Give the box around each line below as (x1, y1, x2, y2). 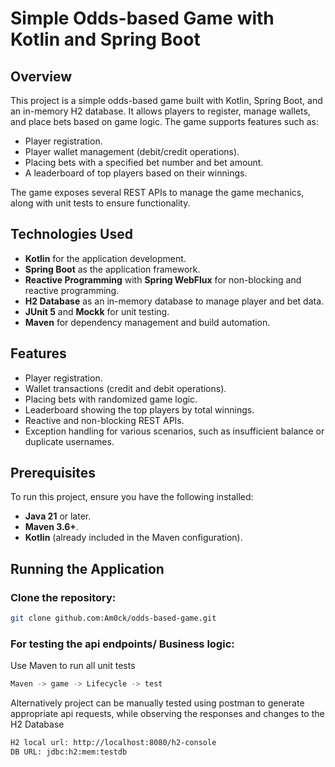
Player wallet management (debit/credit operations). (24, 146, 240, 157)
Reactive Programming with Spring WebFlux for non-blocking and (24, 273, 302, 286)
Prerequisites (10, 465, 96, 482)
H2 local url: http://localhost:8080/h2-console (10, 738, 217, 748)
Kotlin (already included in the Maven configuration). (24, 532, 243, 544)
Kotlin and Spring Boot (10, 28, 201, 51)
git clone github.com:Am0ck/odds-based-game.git (10, 613, 217, 624)
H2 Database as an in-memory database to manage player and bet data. (24, 295, 325, 307)
